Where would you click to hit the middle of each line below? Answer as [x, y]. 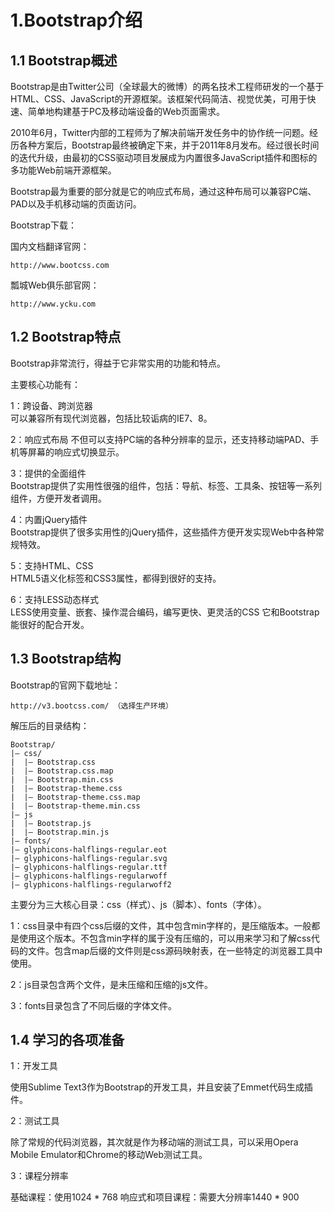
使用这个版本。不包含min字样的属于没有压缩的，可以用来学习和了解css [165, 938]
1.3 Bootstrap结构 [66, 659]
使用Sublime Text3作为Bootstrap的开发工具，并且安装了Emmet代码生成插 [161, 1087]
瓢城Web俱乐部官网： [55, 285]
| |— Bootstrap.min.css [62, 779]
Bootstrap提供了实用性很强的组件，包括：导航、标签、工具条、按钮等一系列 [166, 485]
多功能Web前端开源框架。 [63, 170]
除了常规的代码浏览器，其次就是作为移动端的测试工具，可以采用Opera [154, 1142]
